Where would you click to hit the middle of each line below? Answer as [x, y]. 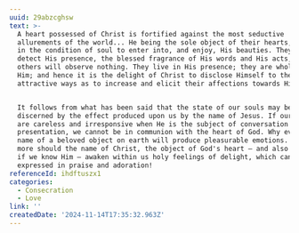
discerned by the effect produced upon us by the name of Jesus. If [147, 116]
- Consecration [45, 190]
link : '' [25, 207]
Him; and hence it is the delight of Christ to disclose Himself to [147, 76]
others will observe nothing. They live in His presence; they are [145, 68]
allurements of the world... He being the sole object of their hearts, [155, 42]
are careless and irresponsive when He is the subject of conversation [153, 124]
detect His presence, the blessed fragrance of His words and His [143, 59]
